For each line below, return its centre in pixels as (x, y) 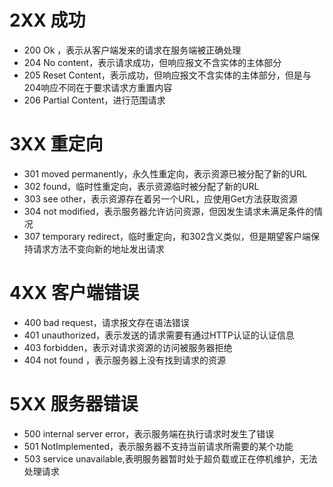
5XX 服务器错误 (74, 404)
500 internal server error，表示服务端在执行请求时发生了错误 (149, 433)
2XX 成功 (47, 20)
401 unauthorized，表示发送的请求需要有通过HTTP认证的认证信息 (159, 335)
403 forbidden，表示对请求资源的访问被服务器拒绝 (128, 347)
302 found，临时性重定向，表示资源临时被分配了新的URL (141, 186)
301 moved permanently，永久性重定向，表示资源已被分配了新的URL (165, 173)
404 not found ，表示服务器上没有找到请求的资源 (125, 360)
